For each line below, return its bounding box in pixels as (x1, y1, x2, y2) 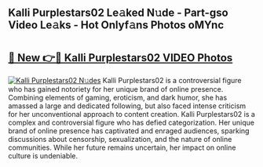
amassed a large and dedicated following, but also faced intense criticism (8, 101, 247, 111)
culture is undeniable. (8, 151, 79, 160)
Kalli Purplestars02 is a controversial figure (102, 76, 242, 85)
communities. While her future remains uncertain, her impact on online (8, 143, 236, 152)
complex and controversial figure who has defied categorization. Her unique (8, 118, 255, 127)
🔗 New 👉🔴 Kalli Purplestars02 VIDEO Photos (8, 51, 233, 64)
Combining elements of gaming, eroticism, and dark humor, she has (8, 93, 228, 102)
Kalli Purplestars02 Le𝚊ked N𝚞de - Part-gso (8, 6, 229, 20)
